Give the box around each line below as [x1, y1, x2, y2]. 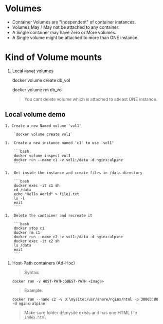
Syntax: [24, 269, 40, 275]
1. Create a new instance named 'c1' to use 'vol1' [5, 140, 114, 145]
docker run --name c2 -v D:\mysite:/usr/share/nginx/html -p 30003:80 [12, 297, 159, 302]
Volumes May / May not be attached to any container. [12, 24, 120, 30]
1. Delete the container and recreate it [5, 213, 92, 218]
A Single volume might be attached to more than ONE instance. [12, 35, 139, 40]
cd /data [14, 187, 32, 192]
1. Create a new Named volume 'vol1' [5, 123, 82, 128]
